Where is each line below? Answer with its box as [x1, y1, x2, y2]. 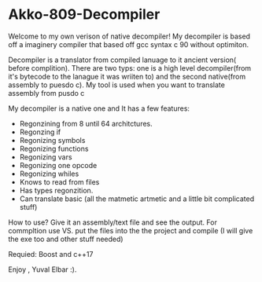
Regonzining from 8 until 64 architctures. [19, 119, 153, 128]
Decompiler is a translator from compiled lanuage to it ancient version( [8, 55, 237, 64]
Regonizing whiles [19, 169, 79, 178]
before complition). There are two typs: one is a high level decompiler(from [8, 63, 252, 72]
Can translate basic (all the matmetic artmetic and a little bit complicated [19, 194, 255, 203]
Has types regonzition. [19, 185, 94, 195]
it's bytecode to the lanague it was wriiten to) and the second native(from [8, 71, 246, 81]
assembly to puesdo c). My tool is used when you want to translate [8, 80, 226, 90]
